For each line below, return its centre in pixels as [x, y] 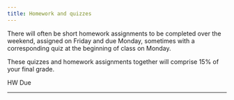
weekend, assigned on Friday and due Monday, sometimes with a [101, 41]
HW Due [19, 82]
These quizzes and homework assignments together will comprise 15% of [113, 61]
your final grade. [31, 69]
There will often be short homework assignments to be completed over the [114, 33]
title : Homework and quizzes [49, 14]
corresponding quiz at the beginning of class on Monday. [89, 48]
